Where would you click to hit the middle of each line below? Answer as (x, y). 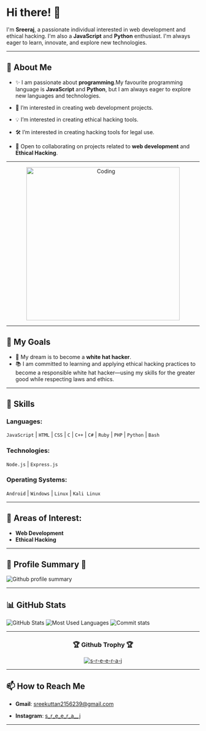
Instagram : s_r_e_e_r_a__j (48, 716)
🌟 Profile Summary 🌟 (47, 565)
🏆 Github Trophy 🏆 (103, 645)
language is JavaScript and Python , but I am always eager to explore (103, 89)
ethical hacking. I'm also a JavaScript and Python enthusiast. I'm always (98, 36)
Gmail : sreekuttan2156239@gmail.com (64, 704)
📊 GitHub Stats (36, 605)
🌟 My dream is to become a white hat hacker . (73, 357)
